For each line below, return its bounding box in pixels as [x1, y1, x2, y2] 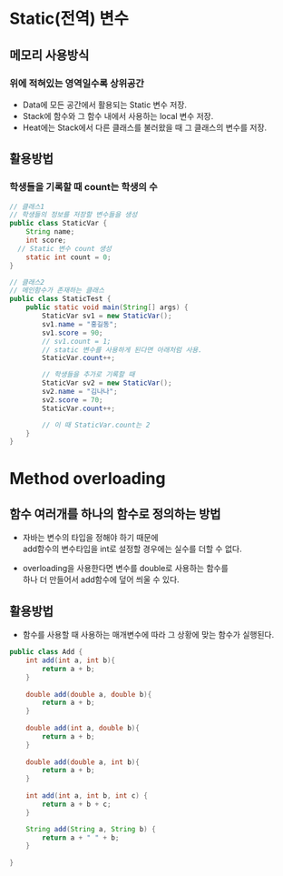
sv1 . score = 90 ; [42, 328, 103, 337]
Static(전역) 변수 [9, 8, 130, 29]
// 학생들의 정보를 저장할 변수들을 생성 [9, 210, 138, 219]
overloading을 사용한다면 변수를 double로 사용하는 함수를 [22, 563, 229, 574]
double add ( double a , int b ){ [25, 757, 141, 767]
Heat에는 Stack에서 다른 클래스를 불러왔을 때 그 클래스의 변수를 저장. [22, 122, 268, 133]
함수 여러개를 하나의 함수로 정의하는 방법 [9, 506, 221, 521]
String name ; [25, 227, 75, 237]
